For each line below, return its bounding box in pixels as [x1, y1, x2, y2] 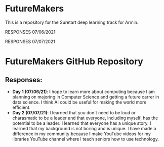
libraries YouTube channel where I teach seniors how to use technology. [12, 136, 159, 142]
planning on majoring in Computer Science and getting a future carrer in [12, 94, 160, 99]
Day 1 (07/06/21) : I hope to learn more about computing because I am [12, 89, 155, 95]
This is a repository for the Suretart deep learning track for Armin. [5, 19, 139, 25]
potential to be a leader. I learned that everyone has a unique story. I [12, 120, 151, 126]
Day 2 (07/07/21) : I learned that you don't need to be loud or [12, 109, 136, 115]
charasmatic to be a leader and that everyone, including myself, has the [12, 115, 158, 121]
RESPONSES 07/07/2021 [5, 38, 55, 45]
